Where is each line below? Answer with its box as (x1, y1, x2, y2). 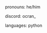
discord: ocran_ (5, 13, 36, 19)
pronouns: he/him (5, 4, 40, 10)
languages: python (5, 22, 43, 28)
